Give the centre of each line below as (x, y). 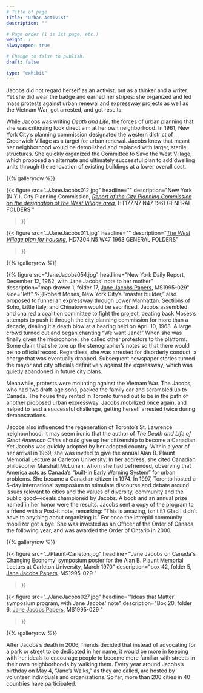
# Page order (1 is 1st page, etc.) (52, 34)
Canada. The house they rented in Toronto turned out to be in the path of (97, 396)
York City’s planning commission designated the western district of (90, 134)
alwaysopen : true (28, 46)
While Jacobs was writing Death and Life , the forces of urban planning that (100, 121)
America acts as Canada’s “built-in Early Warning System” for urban (91, 472)
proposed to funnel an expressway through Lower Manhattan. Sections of (98, 300)
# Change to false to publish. (46, 56)
